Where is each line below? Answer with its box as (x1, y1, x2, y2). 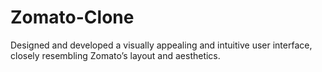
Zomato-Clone (10, 6, 135, 29)
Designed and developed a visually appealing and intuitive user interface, (10, 39, 313, 51)
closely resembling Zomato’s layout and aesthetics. (10, 49, 221, 61)
